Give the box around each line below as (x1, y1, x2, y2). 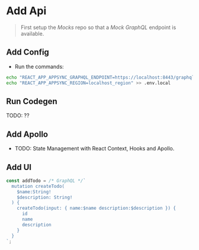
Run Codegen (6, 96, 57, 106)
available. (20, 30, 44, 37)
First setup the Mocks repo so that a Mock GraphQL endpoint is (20, 24, 176, 31)
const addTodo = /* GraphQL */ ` (6, 178, 86, 184)
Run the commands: (14, 63, 64, 70)
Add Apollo (6, 129, 49, 139)
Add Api (6, 4, 47, 18)
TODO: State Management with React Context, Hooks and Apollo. (14, 145, 175, 152)
